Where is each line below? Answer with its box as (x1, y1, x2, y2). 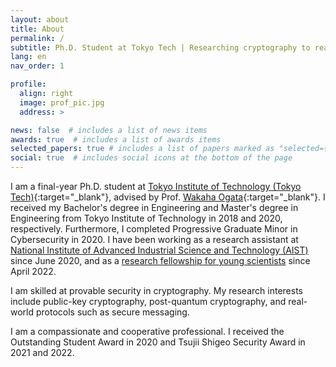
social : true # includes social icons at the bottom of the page (10, 153, 293, 163)
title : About (10, 24, 65, 34)
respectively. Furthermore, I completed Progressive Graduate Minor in (10, 223, 298, 235)
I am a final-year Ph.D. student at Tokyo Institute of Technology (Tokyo (10, 181, 302, 192)
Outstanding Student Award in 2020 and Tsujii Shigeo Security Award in (10, 336, 306, 348)
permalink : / (10, 33, 65, 43)
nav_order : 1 (10, 61, 65, 71)
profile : (10, 79, 47, 90)
